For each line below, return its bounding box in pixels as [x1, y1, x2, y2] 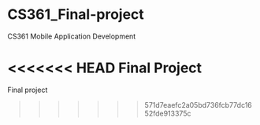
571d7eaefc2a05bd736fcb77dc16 [144, 100, 253, 109]
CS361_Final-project [7, 6, 145, 24]
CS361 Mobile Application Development [7, 31, 136, 41]
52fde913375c [144, 108, 191, 118]
